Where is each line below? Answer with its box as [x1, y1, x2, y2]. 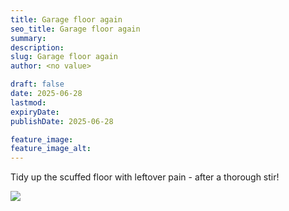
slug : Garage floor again [10, 52, 118, 62]
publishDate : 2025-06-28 [10, 116, 114, 126]
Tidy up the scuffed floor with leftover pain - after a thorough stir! [10, 171, 280, 183]
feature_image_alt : [10, 144, 92, 154]
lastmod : [10, 97, 47, 108]
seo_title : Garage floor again [10, 24, 141, 34]
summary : [10, 33, 47, 43]
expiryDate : [10, 107, 60, 117]
